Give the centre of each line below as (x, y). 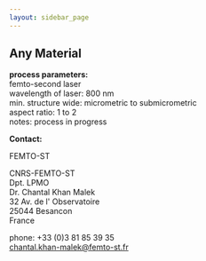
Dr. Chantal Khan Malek (52, 193)
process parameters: (49, 75)
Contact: (26, 139)
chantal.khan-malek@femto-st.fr (69, 247)
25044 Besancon (41, 211)
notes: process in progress (58, 122)
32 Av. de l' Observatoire (55, 202)
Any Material (45, 54)
